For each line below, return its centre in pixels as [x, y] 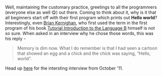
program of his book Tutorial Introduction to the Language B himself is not [80, 28]
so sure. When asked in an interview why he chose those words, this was [79, 33]
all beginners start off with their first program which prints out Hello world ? [81, 18]
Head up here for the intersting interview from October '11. [64, 68]
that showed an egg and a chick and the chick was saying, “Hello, [84, 53]
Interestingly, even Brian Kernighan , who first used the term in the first [76, 23]
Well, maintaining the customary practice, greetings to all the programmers [81, 7]
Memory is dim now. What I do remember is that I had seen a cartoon [87, 48]
